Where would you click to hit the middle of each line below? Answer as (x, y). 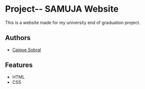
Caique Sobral (26, 49)
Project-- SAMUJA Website (62, 9)
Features (19, 65)
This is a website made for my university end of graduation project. (73, 22)
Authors (18, 38)
